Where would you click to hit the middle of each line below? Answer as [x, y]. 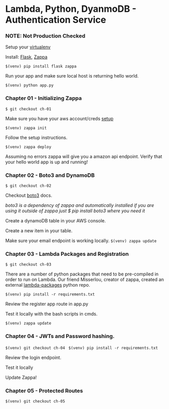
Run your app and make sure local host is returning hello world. [72, 76]
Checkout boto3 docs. [29, 195]
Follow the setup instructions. [36, 137]
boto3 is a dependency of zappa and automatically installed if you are [80, 206]
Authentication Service [56, 20]
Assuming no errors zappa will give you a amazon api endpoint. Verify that [84, 156]
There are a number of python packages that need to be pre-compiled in [82, 274]
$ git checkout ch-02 [28, 186]
